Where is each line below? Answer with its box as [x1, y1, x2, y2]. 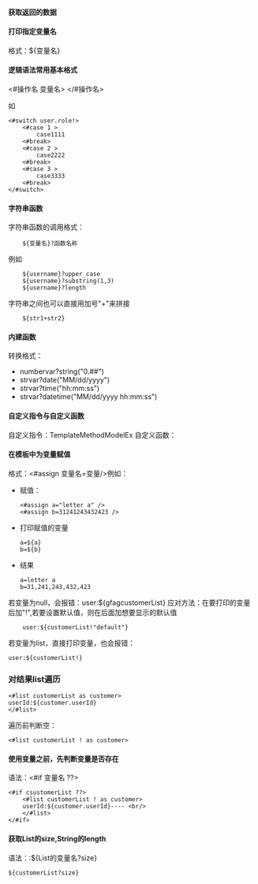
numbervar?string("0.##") [19, 367, 105, 376]
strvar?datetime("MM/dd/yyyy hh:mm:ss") [19, 392, 158, 401]
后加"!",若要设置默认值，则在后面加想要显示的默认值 [8, 607, 178, 617]
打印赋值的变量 [19, 523, 69, 532]
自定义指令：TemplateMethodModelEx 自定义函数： [8, 430, 177, 439]
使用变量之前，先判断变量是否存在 [8, 754, 119, 763]
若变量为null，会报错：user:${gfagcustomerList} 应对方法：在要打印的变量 [8, 598, 251, 607]
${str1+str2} [22, 315, 65, 323]
